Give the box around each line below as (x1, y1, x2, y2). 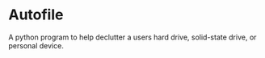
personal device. (8, 40, 65, 50)
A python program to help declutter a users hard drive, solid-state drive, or (8, 32, 257, 42)
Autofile (8, 6, 64, 24)
